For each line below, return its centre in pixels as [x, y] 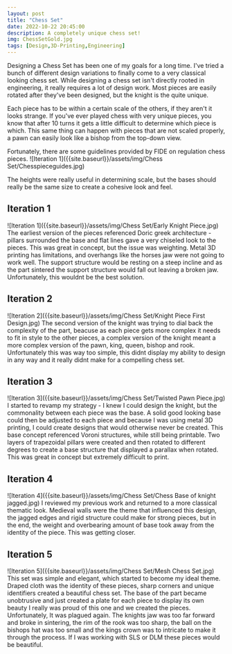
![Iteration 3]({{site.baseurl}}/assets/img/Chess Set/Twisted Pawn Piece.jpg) [116, 398]
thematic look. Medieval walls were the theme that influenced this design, [112, 510]
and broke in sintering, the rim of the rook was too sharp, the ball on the [110, 623]
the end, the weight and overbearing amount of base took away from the [111, 525]
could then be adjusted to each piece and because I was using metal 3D [110, 420]
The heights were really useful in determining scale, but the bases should [112, 180]
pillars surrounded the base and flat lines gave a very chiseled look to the [112, 240]
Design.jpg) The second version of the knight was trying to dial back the [110, 322]
